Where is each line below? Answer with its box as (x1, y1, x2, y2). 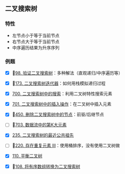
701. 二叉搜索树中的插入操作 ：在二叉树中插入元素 (12, 101, 111, 107)
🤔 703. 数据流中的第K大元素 (12, 122, 67, 128)
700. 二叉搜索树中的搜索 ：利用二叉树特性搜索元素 (12, 91, 112, 97)
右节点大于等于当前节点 (12, 39, 60, 44)
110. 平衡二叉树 (12, 153, 42, 159)
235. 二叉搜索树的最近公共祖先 (12, 132, 74, 138)
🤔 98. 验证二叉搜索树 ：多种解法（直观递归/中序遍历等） (12, 70, 123, 76)
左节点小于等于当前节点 (12, 32, 60, 38)
